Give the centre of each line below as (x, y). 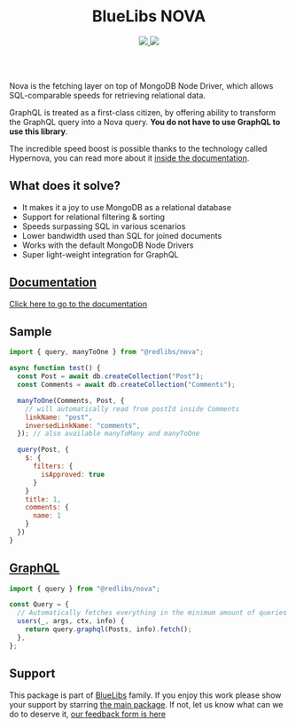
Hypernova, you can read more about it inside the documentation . (129, 158)
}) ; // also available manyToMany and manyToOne (109, 434)
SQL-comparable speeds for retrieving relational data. (108, 95)
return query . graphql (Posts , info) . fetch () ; (109, 629)
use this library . (39, 131)
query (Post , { (43, 450)
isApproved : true (73, 474)
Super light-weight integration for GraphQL (100, 254)
